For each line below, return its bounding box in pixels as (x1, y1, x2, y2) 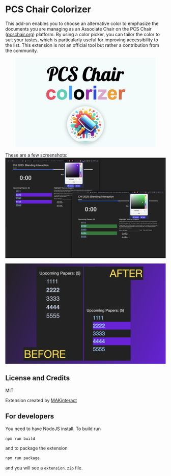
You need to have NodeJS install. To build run (5, 426, 101, 432)
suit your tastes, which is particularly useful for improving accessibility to (5, 37, 159, 43)
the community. (5, 47, 38, 54)
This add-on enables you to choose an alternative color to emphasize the (5, 20, 159, 27)
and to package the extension (5, 445, 68, 452)
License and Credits (5, 374, 70, 383)
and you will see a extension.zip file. (5, 465, 83, 471)
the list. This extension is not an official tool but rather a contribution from (5, 42, 159, 48)
